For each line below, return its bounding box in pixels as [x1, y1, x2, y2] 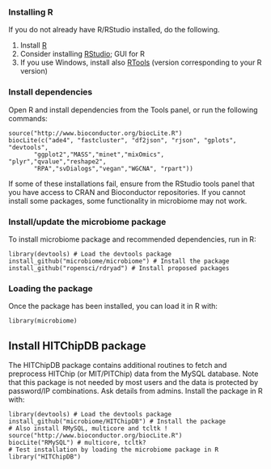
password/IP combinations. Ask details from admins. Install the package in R [8, 387, 263, 395]
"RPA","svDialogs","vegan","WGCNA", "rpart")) [33, 164, 194, 172]
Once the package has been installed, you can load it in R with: [8, 302, 218, 311]
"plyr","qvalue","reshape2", [8, 157, 107, 166]
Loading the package [8, 282, 93, 294]
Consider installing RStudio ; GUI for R [19, 49, 146, 59]
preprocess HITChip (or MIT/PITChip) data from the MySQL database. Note [8, 369, 259, 378]
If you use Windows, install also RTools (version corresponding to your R [19, 57, 262, 67]
